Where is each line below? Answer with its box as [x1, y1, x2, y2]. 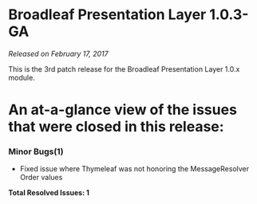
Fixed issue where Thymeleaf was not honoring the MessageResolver [19, 164, 250, 174]
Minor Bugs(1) [8, 146, 64, 157]
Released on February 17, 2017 [8, 49, 109, 58]
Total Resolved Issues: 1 [8, 188, 90, 198]
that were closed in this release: [8, 118, 225, 136]
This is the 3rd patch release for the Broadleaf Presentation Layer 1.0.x [8, 64, 240, 73]
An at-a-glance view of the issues [8, 101, 238, 119]
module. [8, 73, 36, 82]
